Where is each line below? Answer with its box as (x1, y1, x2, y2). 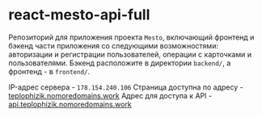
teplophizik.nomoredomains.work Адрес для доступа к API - (8, 90, 213, 100)
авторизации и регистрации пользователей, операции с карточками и (8, 49, 252, 59)
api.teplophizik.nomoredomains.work (8, 99, 132, 109)
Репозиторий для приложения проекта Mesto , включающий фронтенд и (8, 32, 255, 42)
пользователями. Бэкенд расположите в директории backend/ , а (8, 58, 231, 68)
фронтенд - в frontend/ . (8, 66, 91, 76)
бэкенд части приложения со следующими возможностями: (8, 40, 218, 50)
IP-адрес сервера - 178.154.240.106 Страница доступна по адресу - (8, 82, 244, 92)
